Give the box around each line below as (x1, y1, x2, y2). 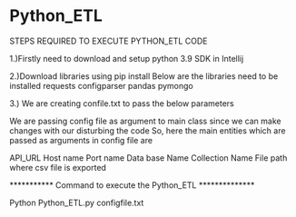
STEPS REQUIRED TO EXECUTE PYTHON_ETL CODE (9, 35, 208, 46)
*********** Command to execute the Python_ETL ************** (9, 179, 255, 191)
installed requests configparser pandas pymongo (9, 80, 193, 91)
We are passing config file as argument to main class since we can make (9, 115, 281, 126)
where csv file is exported (9, 162, 107, 173)
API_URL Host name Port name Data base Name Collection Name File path (9, 152, 288, 163)
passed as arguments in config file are (9, 134, 153, 145)
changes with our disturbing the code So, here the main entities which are (9, 124, 286, 136)
